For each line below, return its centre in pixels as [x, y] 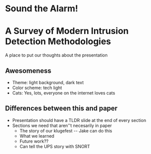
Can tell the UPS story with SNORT [55, 146]
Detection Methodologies [58, 42]
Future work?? [34, 141]
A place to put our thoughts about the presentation [57, 55]
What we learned [37, 136]
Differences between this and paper [61, 108]
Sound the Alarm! [42, 9]
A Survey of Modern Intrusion [67, 31]
